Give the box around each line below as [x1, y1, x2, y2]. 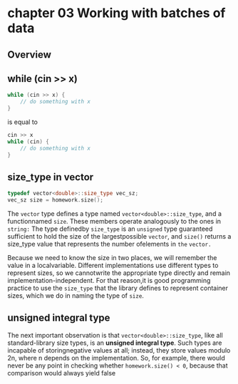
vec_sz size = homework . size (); [7, 197, 103, 204]
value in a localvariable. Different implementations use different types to [7, 261, 219, 270]
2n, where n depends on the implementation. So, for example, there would [7, 353, 226, 362]
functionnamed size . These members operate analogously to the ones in [7, 217, 222, 226]
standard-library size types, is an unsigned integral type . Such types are [7, 338, 222, 347]
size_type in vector [7, 171, 94, 183]
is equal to [7, 118, 38, 126]
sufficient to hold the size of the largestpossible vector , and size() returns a [7, 232, 232, 241]
